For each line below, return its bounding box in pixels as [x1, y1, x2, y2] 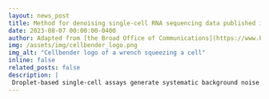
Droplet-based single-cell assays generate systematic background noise [11, 78, 260, 86]
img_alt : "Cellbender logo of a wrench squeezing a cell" [8, 49, 206, 57]
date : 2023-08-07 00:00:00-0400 [8, 26, 116, 34]
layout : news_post [8, 11, 70, 20]
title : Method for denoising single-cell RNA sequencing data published [8, 19, 256, 27]
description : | [8, 71, 59, 79]
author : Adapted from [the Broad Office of [8, 34, 156, 42]
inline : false [8, 57, 56, 65]
